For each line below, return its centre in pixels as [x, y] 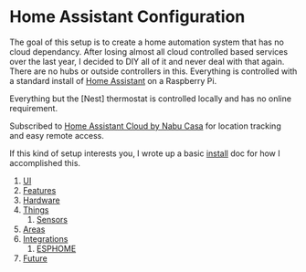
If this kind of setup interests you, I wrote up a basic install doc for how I [145, 153]
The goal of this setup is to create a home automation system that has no [147, 42]
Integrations [45, 238]
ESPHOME [56, 248]
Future [35, 258]
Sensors [52, 219]
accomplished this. [45, 162]
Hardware [42, 200]
